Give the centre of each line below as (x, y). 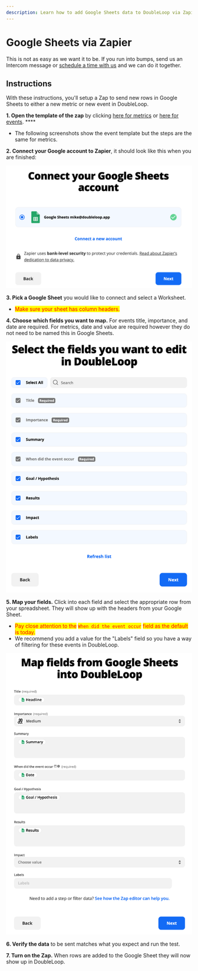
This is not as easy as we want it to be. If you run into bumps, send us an (94, 59)
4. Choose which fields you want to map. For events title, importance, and (97, 321)
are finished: (21, 157)
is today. (25, 632)
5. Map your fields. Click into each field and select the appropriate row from (99, 602)
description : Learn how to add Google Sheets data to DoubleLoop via (93, 12)
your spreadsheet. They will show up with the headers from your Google (94, 608)
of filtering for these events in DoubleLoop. (67, 645)
